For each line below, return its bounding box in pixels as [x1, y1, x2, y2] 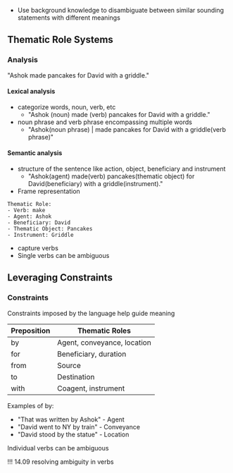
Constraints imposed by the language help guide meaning [7, 309, 175, 317]
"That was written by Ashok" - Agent [17, 415, 125, 424]
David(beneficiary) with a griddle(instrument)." [27, 180, 163, 188]
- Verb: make [7, 207, 46, 214]
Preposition [11, 326, 51, 336]
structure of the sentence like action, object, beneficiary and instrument [17, 165, 226, 173]
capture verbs [17, 244, 58, 252]
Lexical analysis [7, 87, 56, 96]
